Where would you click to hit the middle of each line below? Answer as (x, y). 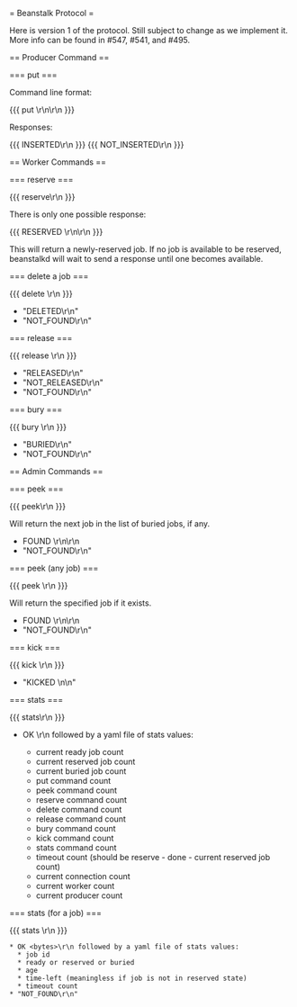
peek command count (76, 790)
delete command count (79, 809)
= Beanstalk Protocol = (52, 13)
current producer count (79, 895)
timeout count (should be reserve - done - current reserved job (153, 857)
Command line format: (51, 92)
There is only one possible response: (78, 214)
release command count (81, 819)
